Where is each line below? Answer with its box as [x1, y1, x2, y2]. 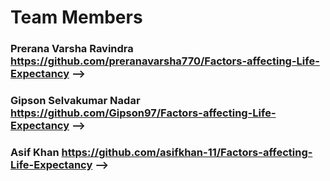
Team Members [10, 6, 143, 29]
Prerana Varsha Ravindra [10, 42, 134, 56]
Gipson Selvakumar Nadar [10, 94, 141, 108]
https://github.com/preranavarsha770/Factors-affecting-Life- [10, 54, 320, 68]
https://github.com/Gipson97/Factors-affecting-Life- [10, 106, 277, 120]
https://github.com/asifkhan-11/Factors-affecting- [61, 145, 313, 159]
